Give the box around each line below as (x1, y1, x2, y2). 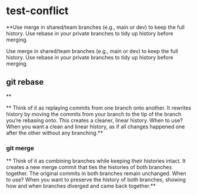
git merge (6, 144, 34, 152)
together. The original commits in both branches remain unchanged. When (6, 170, 186, 177)
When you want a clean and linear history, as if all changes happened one (6, 123, 185, 130)
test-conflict (6, 4, 69, 18)
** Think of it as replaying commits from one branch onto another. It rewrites (6, 104, 191, 111)
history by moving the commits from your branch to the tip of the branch (6, 110, 182, 117)
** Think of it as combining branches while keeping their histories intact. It (6, 157, 186, 164)
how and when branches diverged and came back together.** (6, 183, 156, 190)
